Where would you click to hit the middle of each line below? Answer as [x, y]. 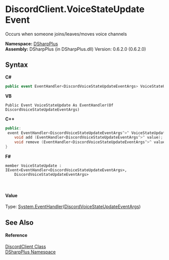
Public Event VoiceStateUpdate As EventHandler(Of [59, 105]
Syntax [17, 65]
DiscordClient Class [26, 246]
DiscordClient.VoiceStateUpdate [75, 9]
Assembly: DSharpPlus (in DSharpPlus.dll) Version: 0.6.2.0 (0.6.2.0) [76, 49]
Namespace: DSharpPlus [32, 43]
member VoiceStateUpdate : [33, 166]
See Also [19, 222]
